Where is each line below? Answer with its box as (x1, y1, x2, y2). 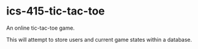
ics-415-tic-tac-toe (6, 4, 105, 18)
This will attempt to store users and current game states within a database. (6, 36, 192, 43)
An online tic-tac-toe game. (6, 24, 75, 31)
